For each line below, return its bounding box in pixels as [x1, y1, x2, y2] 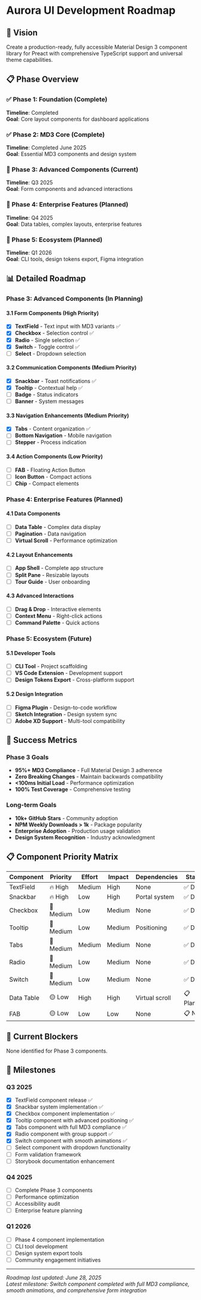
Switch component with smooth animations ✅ [14, 1137, 127, 1144]
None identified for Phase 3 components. [6, 1047, 108, 1054]
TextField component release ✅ [14, 1096, 93, 1104]
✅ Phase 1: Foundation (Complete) [6, 95, 108, 104]
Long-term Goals [6, 801, 57, 809]
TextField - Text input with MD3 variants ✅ [14, 322, 121, 330]
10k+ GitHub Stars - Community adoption [14, 814, 118, 821]
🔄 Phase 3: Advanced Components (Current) [6, 165, 139, 174]
